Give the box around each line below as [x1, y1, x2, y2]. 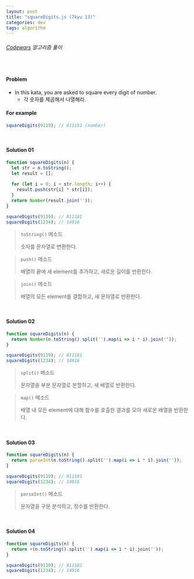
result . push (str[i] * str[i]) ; [16, 187, 93, 193]
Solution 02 [6, 318, 35, 325]
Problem [6, 76, 28, 83]
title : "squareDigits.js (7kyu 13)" [6, 14, 96, 20]
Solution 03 [6, 439, 35, 446]
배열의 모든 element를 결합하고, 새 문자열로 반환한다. [20, 292, 142, 299]
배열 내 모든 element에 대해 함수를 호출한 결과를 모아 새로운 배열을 [20, 407, 173, 414]
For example [6, 110, 37, 117]
